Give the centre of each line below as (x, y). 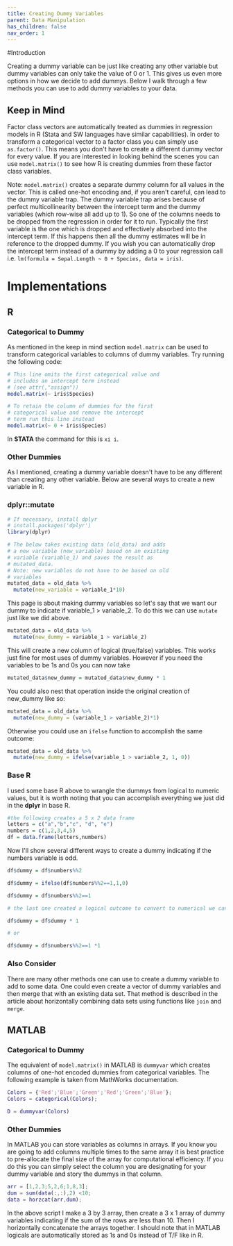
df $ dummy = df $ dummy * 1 (43, 921)
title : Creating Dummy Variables (55, 14)
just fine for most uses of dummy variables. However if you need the (105, 658)
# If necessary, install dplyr (52, 519)
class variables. (29, 172)
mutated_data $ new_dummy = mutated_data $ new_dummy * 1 (87, 678)
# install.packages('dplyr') (49, 526)
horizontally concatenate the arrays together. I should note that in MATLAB (114, 1227)
